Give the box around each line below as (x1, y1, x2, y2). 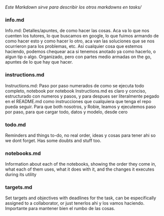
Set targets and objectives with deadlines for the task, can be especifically (5, 195, 157, 201)
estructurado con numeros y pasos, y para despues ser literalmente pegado (5, 93, 160, 99)
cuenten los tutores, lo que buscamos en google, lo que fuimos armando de (5, 33, 159, 39)
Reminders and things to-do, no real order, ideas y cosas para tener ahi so (5, 132, 156, 138)
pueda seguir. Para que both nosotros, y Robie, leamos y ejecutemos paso (5, 104, 156, 109)
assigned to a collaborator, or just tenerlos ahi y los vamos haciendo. (5, 200, 145, 206)
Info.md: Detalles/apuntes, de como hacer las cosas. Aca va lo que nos (5, 28, 149, 34)
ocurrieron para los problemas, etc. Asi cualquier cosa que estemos (5, 43, 143, 49)
